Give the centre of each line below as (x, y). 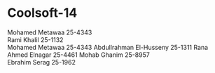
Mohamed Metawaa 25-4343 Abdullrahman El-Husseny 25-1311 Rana (108, 47)
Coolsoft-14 (42, 13)
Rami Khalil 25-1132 (35, 39)
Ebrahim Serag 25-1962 (41, 62)
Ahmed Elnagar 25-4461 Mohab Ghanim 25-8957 (79, 55)
